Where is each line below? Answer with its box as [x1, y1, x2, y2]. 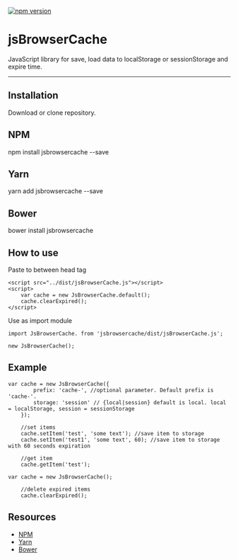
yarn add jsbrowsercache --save [8, 187, 103, 195]
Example [8, 362, 47, 374]
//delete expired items [20, 486, 91, 493]
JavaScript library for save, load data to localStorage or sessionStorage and [8, 55, 229, 63]
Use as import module [8, 316, 73, 325]
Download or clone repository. [8, 108, 96, 117]
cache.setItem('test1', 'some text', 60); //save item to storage [20, 436, 220, 443]
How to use [8, 246, 59, 258]
